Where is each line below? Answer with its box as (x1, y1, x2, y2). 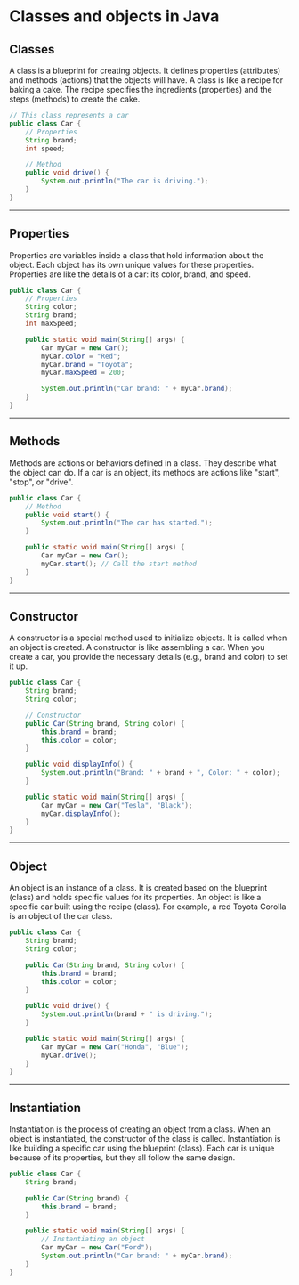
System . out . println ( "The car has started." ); (41, 518, 214, 527)
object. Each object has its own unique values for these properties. (9, 259, 255, 270)
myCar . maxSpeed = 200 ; (41, 368, 125, 378)
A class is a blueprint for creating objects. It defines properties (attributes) (9, 65, 281, 76)
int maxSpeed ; (25, 319, 77, 329)
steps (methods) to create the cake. (9, 94, 141, 104)
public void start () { (25, 510, 109, 519)
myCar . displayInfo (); (41, 809, 122, 818)
